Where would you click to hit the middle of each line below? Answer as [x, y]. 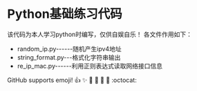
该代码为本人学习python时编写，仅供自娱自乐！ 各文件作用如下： [100, 34]
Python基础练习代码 [65, 14]
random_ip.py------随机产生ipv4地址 [69, 49]
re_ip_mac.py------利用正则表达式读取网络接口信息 [90, 66]
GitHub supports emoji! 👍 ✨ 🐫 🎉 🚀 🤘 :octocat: [72, 80]
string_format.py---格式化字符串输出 [69, 57]
